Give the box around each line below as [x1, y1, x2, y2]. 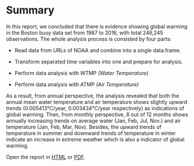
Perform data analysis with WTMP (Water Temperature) [14, 69, 149, 76]
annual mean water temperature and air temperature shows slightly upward [6, 98, 188, 106]
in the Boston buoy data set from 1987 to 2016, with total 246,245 [6, 29, 164, 36]
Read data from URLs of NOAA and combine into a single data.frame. [14, 46, 181, 53]
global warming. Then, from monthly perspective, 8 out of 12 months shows [6, 111, 189, 118]
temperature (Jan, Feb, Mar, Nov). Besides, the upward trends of [6, 123, 162, 130]
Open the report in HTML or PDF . [6, 153, 86, 160]
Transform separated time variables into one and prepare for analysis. [14, 58, 183, 65]
